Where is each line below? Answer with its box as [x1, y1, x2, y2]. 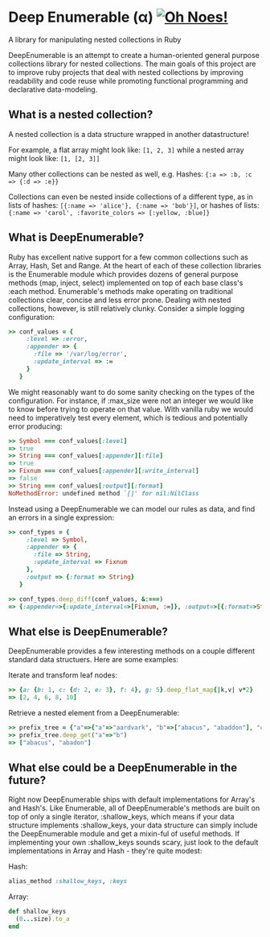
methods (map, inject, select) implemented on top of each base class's [8, 278, 243, 288]
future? [8, 773, 47, 787]
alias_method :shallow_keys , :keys [8, 877, 128, 885]
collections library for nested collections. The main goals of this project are [8, 59, 256, 68]
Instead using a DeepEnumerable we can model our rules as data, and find [8, 504, 256, 513]
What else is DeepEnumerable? [8, 624, 169, 638]
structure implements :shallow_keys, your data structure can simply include [8, 820, 259, 830]
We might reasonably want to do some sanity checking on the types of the [8, 387, 255, 396]
